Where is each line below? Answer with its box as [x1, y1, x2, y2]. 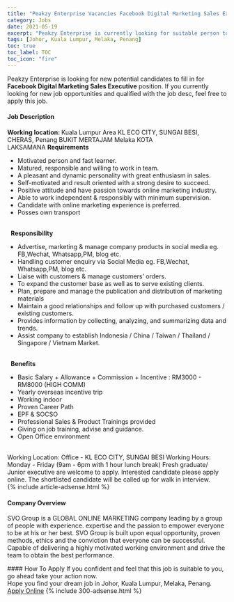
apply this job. [7, 97, 48, 105]
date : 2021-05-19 [7, 23, 58, 30]
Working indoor [17, 395, 62, 404]
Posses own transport [17, 208, 81, 216]
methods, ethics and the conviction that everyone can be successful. [7, 537, 205, 545]
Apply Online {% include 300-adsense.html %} [7, 587, 142, 595]
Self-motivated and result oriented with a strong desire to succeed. [17, 178, 210, 187]
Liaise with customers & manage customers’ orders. [17, 272, 166, 280]
